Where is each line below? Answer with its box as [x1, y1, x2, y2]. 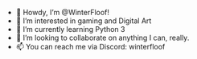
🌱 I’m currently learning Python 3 [15, 25, 125, 33]
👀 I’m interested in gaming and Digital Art [15, 16, 152, 26]
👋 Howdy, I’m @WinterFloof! [15, 8, 110, 17]
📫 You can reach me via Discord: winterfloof [15, 42, 166, 51]
